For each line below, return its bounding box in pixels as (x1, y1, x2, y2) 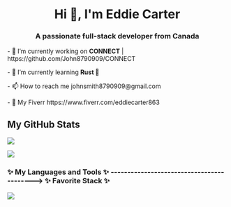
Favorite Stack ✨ (52, 176, 110, 186)
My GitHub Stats (7, 118, 80, 130)
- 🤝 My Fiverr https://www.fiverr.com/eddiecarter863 (7, 98, 161, 107)
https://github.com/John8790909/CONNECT (7, 55, 136, 63)
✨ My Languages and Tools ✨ (7, 167, 110, 177)
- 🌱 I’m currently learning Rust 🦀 (7, 68, 100, 76)
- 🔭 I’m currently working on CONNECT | (7, 47, 124, 55)
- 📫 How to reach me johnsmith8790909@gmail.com (7, 82, 161, 90)
